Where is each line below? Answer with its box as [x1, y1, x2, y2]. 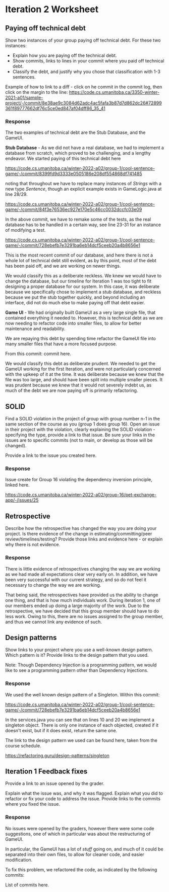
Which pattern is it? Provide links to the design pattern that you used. [5, 652, 149, 658]
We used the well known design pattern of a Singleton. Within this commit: [5, 691, 160, 698]
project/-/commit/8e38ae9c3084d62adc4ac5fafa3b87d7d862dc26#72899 [5, 100, 162, 106]
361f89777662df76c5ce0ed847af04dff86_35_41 [5, 105, 106, 111]
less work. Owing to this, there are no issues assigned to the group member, [5, 613, 164, 619]
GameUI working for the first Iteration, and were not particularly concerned [5, 366, 161, 372]
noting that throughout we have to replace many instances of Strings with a [5, 181, 162, 187]
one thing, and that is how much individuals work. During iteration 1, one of [5, 597, 160, 603]
